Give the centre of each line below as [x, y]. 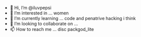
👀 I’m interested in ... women [39, 13]
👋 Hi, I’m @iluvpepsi [31, 8]
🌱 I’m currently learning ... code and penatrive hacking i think [73, 18]
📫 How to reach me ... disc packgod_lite [52, 29]
